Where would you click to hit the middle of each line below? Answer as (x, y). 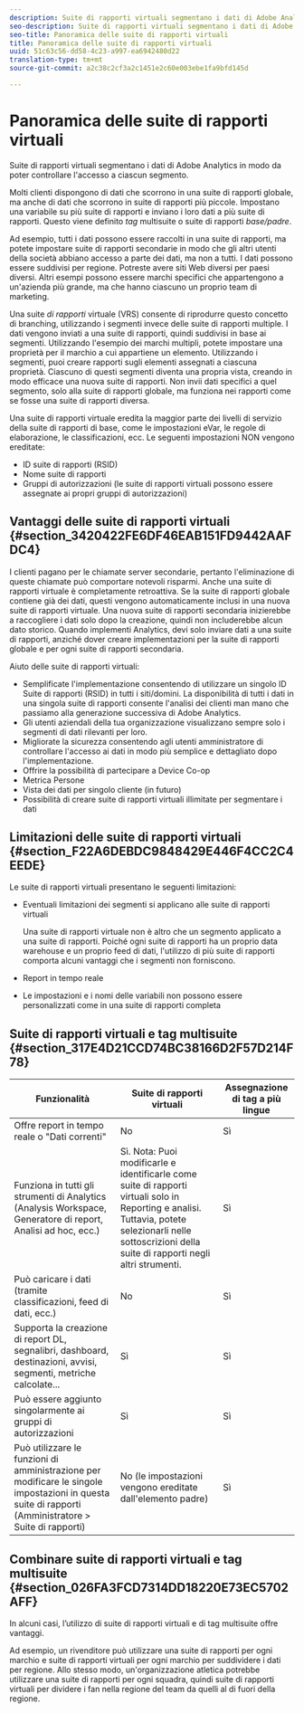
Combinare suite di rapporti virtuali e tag (126, 1559)
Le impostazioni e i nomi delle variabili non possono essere (132, 995)
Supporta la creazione (61, 1328)
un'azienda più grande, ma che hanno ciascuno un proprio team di (133, 287)
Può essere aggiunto (58, 1399)
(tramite (31, 1290)
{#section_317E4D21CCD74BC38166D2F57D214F (152, 1047)
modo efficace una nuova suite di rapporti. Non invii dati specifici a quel (143, 381)
